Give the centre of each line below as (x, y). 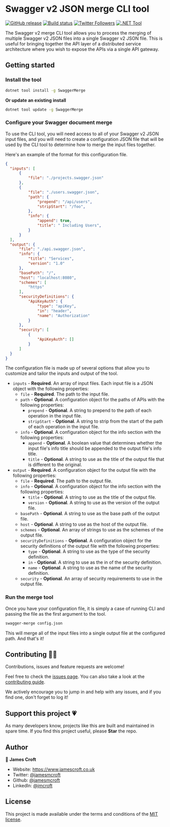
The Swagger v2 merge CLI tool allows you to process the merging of (78, 33)
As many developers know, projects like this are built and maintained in (80, 726)
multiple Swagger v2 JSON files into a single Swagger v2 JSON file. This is (84, 38)
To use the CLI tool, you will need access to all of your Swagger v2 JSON (82, 134)
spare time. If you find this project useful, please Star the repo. (71, 731)
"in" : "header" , (55, 311)
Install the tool (23, 80)
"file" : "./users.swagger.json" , (64, 192)
